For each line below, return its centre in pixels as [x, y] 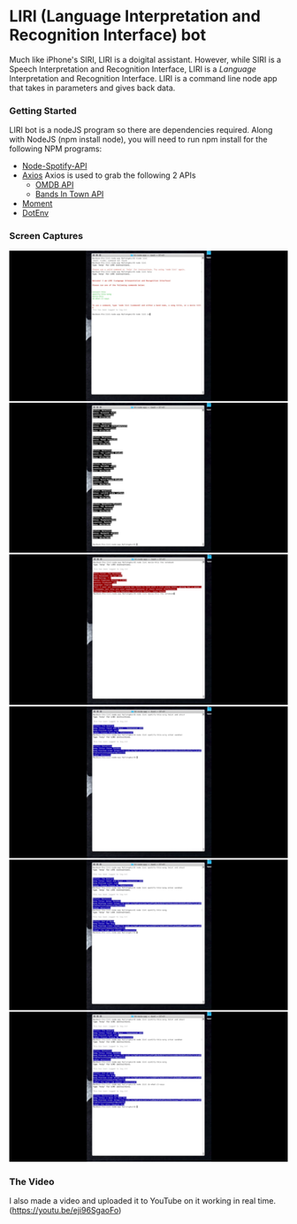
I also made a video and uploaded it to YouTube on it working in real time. [143, 1200]
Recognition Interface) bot [107, 35]
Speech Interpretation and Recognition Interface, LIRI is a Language [133, 69]
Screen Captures [46, 236]
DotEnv [35, 213]
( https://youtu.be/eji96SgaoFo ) [65, 1210]
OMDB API [54, 185]
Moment [37, 204]
